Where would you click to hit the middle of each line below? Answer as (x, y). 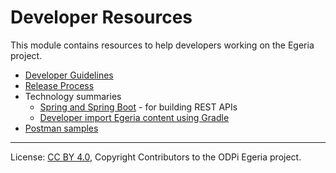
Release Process (59, 85)
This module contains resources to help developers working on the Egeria (162, 45)
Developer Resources (101, 17)
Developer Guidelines (69, 75)
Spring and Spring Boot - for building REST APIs (138, 107)
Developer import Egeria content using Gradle (134, 117)
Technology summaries (73, 96)
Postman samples (61, 128)
